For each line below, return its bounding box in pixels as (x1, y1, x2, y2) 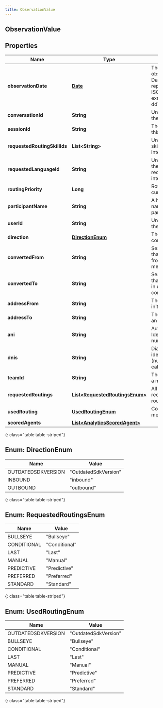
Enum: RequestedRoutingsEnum (5, 511, 105, 519)
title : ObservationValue (5, 7, 55, 12)
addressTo (7, 314, 33, 321)
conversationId (7, 111, 44, 118)
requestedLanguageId (7, 166, 60, 173)
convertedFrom (7, 254, 44, 261)
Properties (5, 42, 38, 50)
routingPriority (7, 186, 43, 193)
